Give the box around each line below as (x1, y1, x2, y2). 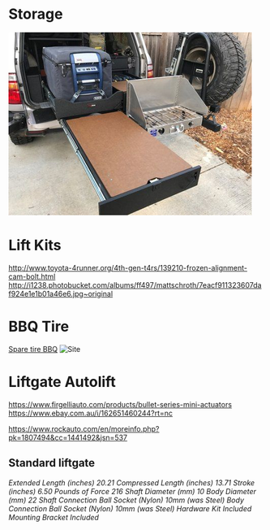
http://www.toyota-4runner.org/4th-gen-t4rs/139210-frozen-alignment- (8, 263, 248, 272)
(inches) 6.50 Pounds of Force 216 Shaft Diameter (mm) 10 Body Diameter (8, 486, 257, 496)
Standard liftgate (8, 456, 96, 470)
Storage (8, 5, 63, 24)
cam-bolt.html (8, 272, 56, 281)
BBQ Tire (8, 318, 70, 336)
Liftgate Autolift (8, 373, 116, 391)
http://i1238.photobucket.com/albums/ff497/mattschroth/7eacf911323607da (8, 280, 262, 289)
